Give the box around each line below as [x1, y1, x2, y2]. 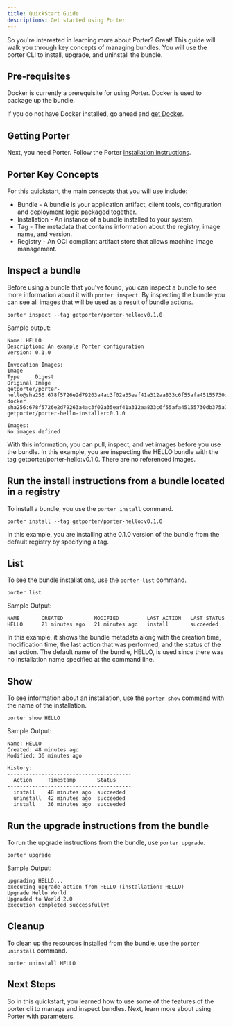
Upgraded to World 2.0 [7, 896, 73, 903]
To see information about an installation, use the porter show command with [7, 694, 225, 702]
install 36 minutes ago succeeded [13, 801, 126, 808]
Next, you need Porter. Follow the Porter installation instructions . [7, 149, 191, 157]
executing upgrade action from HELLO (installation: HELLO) [7, 883, 185, 890]
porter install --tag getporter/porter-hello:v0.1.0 [7, 518, 163, 525]
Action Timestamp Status [13, 777, 116, 784]
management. [17, 244, 58, 253]
